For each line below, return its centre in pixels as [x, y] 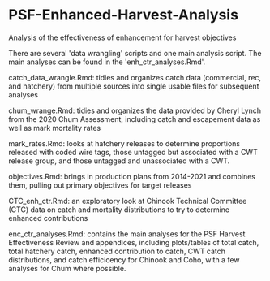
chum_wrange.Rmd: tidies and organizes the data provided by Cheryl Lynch [135, 110]
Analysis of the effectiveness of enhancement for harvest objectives [122, 37]
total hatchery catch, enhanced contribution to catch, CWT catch [117, 251]
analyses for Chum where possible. [67, 268]
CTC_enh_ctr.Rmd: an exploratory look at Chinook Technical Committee [128, 201]
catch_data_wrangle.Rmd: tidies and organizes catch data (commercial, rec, [135, 77]
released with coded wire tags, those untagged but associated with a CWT [133, 152]
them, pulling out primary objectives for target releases [100, 185]
